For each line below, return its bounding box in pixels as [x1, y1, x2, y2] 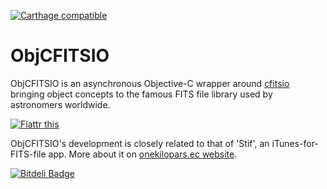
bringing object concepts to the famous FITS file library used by [10, 88, 273, 100]
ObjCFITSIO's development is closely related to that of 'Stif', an [10, 137, 270, 149]
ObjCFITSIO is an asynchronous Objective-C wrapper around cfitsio [10, 77, 290, 89]
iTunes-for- [271, 137, 319, 149]
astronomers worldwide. [10, 98, 111, 110]
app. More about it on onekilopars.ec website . [48, 148, 238, 160]
